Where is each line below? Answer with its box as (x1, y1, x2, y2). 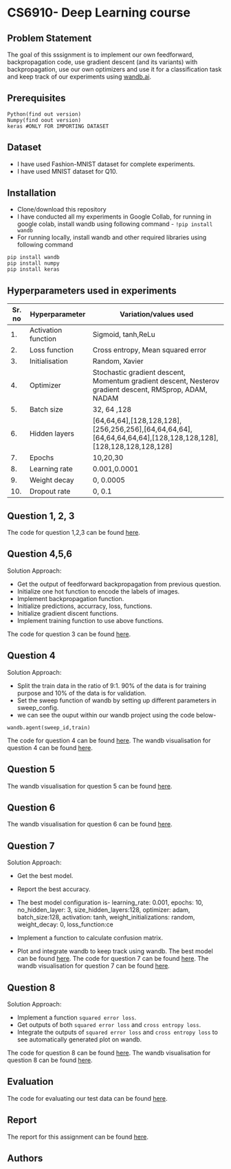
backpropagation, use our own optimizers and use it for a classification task (7, 65, 222, 73)
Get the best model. (16, 872, 74, 880)
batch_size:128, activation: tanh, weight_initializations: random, (16, 913, 195, 922)
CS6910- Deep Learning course (7, 5, 191, 21)
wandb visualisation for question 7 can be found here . (16, 962, 170, 970)
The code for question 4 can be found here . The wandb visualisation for (7, 736, 211, 744)
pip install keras (7, 266, 60, 273)
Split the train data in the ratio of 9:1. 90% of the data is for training (16, 681, 206, 690)
